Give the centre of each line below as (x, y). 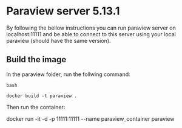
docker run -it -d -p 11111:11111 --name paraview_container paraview (90, 118)
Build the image (36, 59)
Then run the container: (36, 107)
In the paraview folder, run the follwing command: (68, 74)
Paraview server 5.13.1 (63, 11)
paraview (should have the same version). (59, 40)
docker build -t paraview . (42, 96)
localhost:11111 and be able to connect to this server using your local (91, 34)
